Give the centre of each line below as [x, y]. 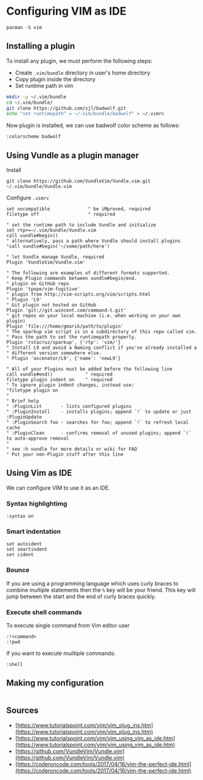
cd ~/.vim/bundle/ [29, 102]
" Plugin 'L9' [24, 300]
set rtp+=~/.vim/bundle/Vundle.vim [51, 231]
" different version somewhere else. [54, 353]
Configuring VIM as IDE [66, 11]
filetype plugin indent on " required [60, 380]
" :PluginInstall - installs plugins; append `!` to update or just [99, 412]
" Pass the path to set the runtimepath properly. [72, 337]
